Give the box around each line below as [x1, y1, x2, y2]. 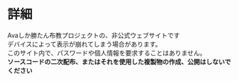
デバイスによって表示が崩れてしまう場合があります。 [7, 39, 162, 48]
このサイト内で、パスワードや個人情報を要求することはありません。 [7, 49, 207, 57]
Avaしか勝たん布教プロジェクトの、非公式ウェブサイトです [7, 31, 180, 39]
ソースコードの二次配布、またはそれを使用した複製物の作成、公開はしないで [7, 57, 231, 66]
